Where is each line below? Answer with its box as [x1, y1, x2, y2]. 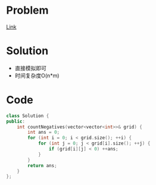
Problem [6, 4, 49, 17]
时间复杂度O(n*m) [14, 72, 60, 79]
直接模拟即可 [14, 64, 46, 71]
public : [6, 118, 26, 124]
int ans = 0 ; [27, 129, 60, 136]
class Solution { [6, 112, 49, 119]
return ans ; [27, 162, 58, 168]
